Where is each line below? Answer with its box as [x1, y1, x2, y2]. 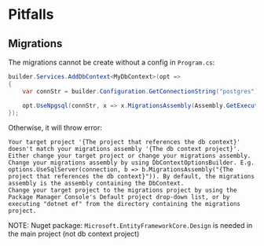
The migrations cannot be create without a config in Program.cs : [8, 57, 215, 67]
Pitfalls [8, 6, 54, 24]
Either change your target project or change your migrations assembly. [8, 152, 251, 160]
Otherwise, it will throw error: [8, 123, 102, 133]
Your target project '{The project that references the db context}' [8, 138, 241, 146]
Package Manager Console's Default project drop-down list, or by [8, 193, 230, 201]
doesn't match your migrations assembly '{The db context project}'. [8, 145, 241, 153]
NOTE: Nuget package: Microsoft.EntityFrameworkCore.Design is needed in [8, 221, 253, 230]
